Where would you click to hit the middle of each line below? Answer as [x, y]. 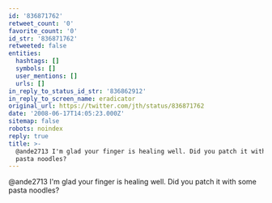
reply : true [28, 136]
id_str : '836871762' [43, 38]
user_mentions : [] [47, 76]
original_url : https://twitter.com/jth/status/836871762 [106, 106]
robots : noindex [36, 129]
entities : [25, 53]
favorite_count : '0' [43, 31]
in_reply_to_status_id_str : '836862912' [78, 91]
